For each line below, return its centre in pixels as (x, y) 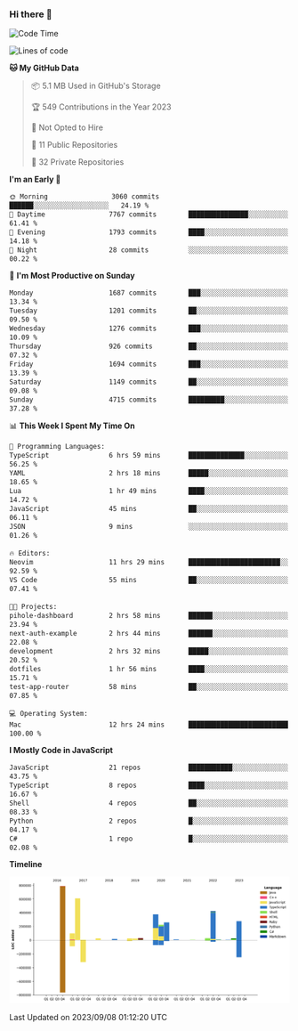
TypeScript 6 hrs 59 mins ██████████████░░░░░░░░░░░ (149, 456)
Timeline (26, 865)
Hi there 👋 (31, 14)
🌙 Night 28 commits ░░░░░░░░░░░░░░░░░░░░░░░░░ (149, 250)
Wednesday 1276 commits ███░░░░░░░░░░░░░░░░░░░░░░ (149, 329)
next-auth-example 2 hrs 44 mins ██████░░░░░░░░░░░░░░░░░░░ (149, 634)
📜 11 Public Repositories (74, 145)
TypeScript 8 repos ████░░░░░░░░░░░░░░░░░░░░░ (149, 786)
